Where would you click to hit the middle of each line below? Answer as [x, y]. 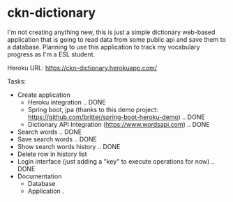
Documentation [39, 176]
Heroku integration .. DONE [67, 102]
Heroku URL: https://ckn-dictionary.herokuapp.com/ [82, 68]
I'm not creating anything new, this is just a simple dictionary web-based [111, 32]
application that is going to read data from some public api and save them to [117, 39]
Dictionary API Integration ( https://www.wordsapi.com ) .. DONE [119, 124]
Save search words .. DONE [57, 139]
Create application [44, 95]
